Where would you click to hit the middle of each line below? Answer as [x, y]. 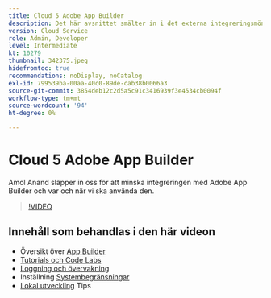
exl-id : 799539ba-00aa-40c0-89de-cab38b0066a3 [88, 83]
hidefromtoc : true [39, 68]
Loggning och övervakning [65, 268]
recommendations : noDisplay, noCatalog [75, 76]
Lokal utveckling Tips [55, 285]
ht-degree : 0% [32, 114]
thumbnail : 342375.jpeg [48, 61]
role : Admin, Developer [48, 38]
